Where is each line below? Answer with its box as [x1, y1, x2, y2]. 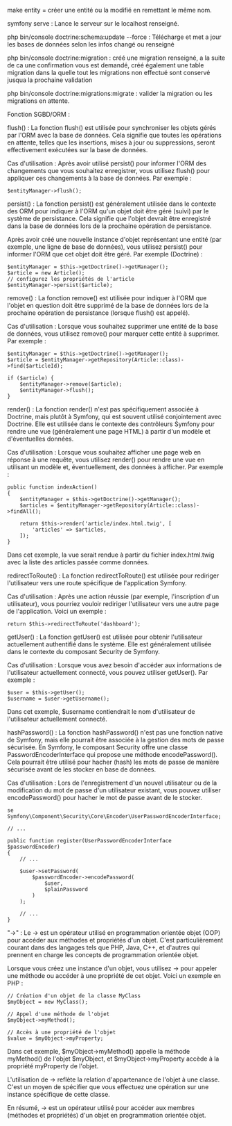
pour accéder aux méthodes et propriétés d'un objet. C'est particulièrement [7, 936, 224, 944]
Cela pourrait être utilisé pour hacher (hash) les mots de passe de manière [7, 758, 220, 766]
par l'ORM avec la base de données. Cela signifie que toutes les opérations [7, 131, 222, 139]
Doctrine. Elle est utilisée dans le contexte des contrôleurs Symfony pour [7, 420, 215, 428]
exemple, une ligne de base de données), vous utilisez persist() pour [7, 243, 203, 251]
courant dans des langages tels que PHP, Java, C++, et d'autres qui [7, 943, 201, 952]
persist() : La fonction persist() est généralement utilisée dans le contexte [7, 199, 217, 208]
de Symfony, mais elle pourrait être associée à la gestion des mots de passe [7, 736, 224, 744]
